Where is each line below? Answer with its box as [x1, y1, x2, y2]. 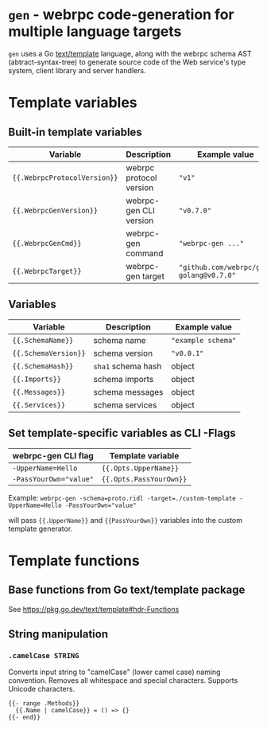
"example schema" [170, 336, 237, 345]
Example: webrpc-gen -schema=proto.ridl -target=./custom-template [8, 493, 237, 502]
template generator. [8, 524, 73, 533]
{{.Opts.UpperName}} [101, 463, 180, 473]
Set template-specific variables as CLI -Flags [8, 427, 236, 440]
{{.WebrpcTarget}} [12, 267, 82, 275]
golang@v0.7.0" [178, 271, 236, 279]
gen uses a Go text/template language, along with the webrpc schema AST [8, 49, 252, 58]
